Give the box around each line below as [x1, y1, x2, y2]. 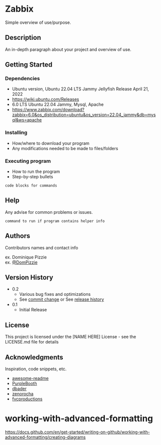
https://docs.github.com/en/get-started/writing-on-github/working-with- [5, 429, 150, 435]
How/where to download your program [12, 140, 89, 146]
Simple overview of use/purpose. [5, 19, 71, 25]
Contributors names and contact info [5, 244, 78, 251]
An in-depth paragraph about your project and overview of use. [5, 46, 132, 52]
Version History [5, 274, 53, 282]
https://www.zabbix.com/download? [12, 107, 85, 113]
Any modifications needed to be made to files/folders [12, 145, 118, 151]
